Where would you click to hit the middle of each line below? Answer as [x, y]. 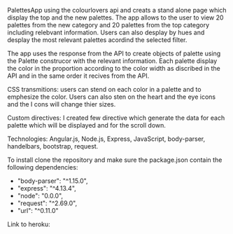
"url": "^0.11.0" [38, 211]
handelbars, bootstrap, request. [53, 146]
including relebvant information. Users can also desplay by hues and [106, 32]
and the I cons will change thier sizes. [62, 104]
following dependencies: [43, 167]
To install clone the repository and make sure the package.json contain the [115, 160]
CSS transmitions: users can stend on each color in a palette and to [104, 89]
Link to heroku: [29, 224]
